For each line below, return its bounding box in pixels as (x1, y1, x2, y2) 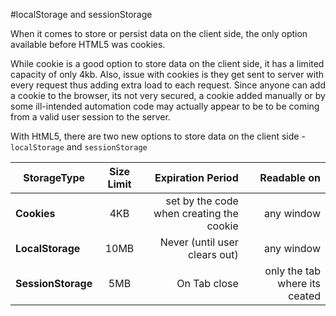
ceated (288, 289, 321, 303)
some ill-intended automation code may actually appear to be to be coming (10, 100, 320, 112)
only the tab (264, 264, 321, 278)
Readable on (259, 171, 321, 184)
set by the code (165, 194, 239, 208)
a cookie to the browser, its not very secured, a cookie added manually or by (10, 90, 326, 101)
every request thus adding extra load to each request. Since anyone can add (10, 79, 326, 91)
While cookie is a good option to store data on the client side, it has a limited (10, 58, 325, 69)
